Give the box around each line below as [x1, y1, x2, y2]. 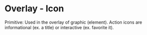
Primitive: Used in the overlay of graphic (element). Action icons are [4, 19, 143, 25]
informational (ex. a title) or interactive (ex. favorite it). [4, 24, 114, 30]
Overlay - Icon [4, 3, 64, 14]
